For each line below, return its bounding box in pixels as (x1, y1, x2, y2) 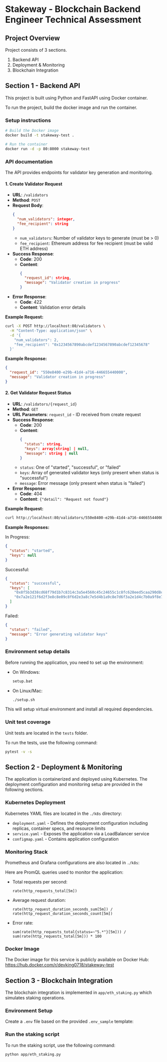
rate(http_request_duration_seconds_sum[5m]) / (12, 907, 113, 912)
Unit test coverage (5, 718, 51, 725)
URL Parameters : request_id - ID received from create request (12, 412, 141, 418)
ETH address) (19, 245, 48, 252)
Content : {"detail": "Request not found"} (19, 496, 109, 502)
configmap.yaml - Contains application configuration (12, 836, 119, 842)
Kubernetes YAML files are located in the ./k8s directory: (5, 810, 122, 816)
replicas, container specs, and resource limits (12, 825, 106, 831)
